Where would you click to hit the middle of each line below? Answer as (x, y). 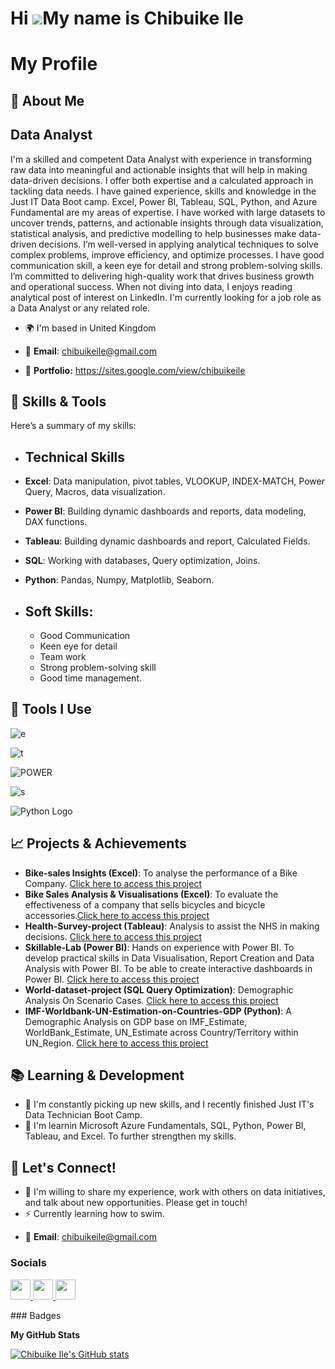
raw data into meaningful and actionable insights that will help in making (159, 169)
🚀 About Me (47, 100)
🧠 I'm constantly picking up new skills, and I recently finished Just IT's (169, 1104)
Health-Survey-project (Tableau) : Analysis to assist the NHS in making (172, 926)
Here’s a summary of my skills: (73, 426)
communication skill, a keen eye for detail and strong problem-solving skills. (166, 265)
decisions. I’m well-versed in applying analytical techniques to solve (178, 244)
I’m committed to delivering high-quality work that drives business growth (162, 276)
